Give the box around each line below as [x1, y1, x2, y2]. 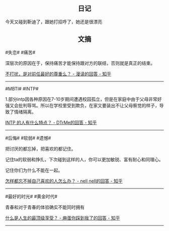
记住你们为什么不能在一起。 [5, 167, 63, 173]
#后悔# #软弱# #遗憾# [5, 135, 51, 141]
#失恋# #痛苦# [5, 49, 36, 55]
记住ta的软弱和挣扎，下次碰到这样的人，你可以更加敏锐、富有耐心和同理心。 [5, 156, 163, 162]
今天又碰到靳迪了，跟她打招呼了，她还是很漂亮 [5, 19, 102, 25]
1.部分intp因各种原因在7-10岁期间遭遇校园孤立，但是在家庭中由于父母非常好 [5, 96, 162, 102]
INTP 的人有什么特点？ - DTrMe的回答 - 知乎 [5, 119, 97, 125]
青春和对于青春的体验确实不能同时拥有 [5, 204, 84, 210]
